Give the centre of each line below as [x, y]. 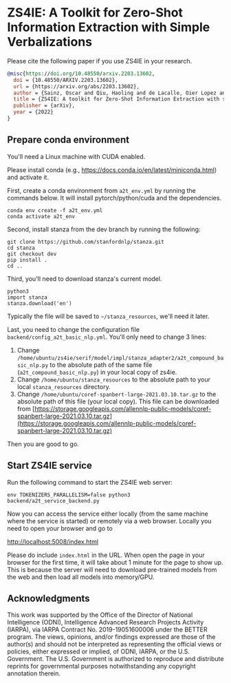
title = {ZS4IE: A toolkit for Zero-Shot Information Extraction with [117, 99]
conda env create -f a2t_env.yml [55, 210]
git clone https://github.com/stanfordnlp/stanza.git [86, 242]
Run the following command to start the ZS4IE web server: [90, 482]
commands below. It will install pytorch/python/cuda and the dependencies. [114, 198]
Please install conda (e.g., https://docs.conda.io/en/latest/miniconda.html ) [112, 169]
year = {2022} [33, 112]
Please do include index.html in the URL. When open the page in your [106, 555]
